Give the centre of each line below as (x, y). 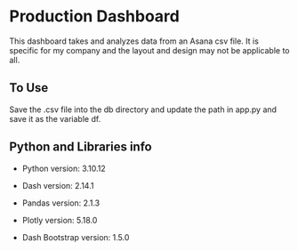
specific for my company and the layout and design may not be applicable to (150, 50)
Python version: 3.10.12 (64, 168)
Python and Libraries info (81, 147)
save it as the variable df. (55, 118)
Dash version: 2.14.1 (58, 185)
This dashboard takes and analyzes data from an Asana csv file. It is (134, 41)
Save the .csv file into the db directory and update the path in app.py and (143, 109)
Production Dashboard (94, 16)
